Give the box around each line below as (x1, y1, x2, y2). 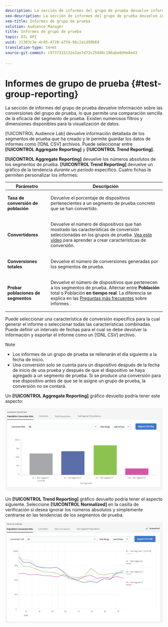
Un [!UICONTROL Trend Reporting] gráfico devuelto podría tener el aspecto (5, 496, 163, 502)
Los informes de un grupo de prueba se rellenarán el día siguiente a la (12, 351, 157, 357)
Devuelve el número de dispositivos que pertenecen (50, 279, 158, 285)
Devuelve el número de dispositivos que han (50, 221, 141, 227)
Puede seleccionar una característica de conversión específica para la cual (5, 316, 160, 322)
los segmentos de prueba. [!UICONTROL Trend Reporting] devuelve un (5, 162, 153, 168)
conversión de (7, 200, 38, 206)
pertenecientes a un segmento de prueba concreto (50, 200, 155, 206)
